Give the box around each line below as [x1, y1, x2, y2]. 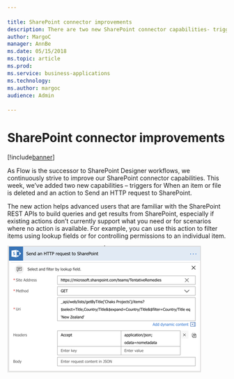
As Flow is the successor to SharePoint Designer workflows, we [7, 167, 190, 175]
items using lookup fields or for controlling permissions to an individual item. [7, 232, 226, 240]
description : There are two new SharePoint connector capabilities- [7, 26, 210, 33]
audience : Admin [7, 92, 54, 99]
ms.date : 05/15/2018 [7, 48, 68, 55]
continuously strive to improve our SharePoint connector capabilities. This [7, 174, 219, 182]
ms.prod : [7, 63, 33, 70]
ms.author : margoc [7, 84, 61, 92]
